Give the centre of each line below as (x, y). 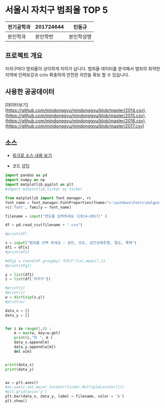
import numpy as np (25, 180)
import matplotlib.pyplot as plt (39, 185)
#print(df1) (17, 252)
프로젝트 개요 (24, 56)
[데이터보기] (17, 105)
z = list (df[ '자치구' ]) (28, 279)
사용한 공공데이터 (30, 92)
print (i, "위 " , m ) (33, 338)
